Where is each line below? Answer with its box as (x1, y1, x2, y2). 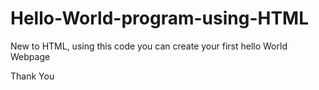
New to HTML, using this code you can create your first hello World (10, 40, 288, 52)
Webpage (10, 50, 51, 62)
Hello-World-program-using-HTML (10, 7, 309, 30)
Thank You (10, 70, 55, 82)
